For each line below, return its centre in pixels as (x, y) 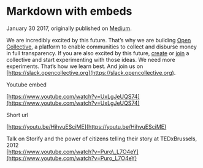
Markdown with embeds (69, 11)
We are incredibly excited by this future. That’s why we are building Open (99, 40)
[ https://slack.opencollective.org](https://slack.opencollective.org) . (91, 72)
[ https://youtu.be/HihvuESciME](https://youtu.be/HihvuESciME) (86, 126)
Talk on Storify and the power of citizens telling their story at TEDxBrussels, (102, 139)
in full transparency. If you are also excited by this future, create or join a (98, 53)
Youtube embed (27, 85)
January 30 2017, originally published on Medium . (69, 28)
